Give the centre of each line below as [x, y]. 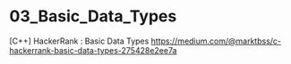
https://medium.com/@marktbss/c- [216, 41]
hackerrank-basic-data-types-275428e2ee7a [93, 50]
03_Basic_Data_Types [93, 16]
